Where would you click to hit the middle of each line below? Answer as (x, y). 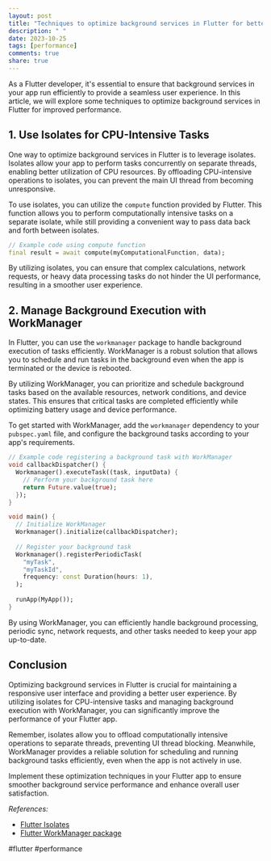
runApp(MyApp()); (45, 599)
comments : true (34, 53)
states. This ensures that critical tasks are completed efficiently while (123, 401)
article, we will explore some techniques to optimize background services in (134, 101)
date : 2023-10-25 (38, 38)
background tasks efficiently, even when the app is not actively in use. (125, 760)
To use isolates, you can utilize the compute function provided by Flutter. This (135, 204)
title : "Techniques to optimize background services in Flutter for (126, 23)
